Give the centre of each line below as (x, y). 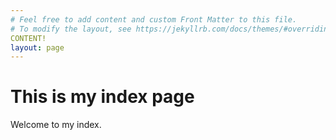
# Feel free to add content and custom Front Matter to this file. (154, 19)
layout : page (37, 47)
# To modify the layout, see (71, 29)
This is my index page (102, 97)
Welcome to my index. (56, 125)
